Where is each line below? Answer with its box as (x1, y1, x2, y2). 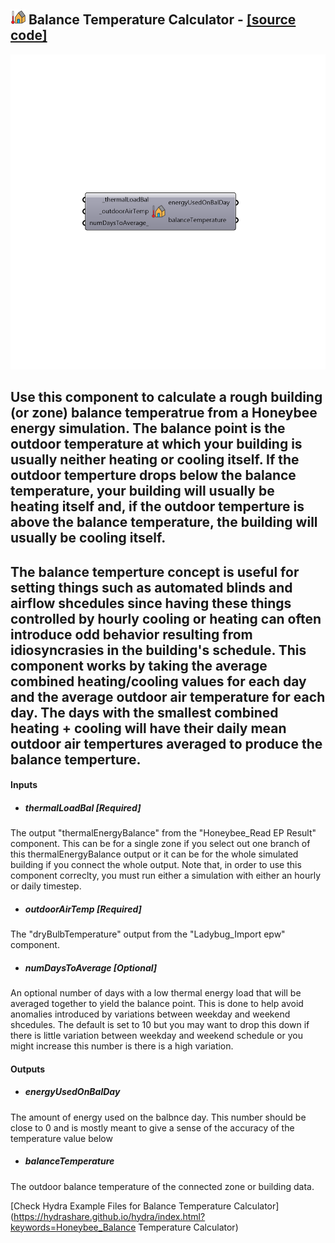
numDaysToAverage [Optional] (24, 961, 158, 974)
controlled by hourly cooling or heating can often (10, 610, 322, 627)
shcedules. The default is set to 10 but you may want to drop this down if (10, 1019, 310, 1031)
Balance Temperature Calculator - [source (28, 11, 297, 29)
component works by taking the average (10, 657, 268, 674)
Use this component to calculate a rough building (10, 389, 323, 406)
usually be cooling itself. (10, 530, 167, 547)
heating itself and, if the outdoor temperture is (10, 498, 305, 515)
